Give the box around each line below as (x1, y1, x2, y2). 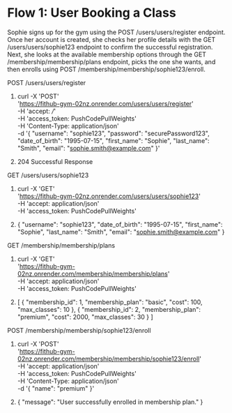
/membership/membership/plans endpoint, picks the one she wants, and (7, 57, 216, 66)
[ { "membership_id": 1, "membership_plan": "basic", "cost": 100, (17, 298, 203, 306)
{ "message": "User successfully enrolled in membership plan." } (17, 398, 203, 406)
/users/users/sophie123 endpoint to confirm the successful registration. (7, 43, 213, 51)
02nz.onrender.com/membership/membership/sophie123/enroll (17, 354, 200, 363)
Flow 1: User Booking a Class (7, 5, 176, 21)
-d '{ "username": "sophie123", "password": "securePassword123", (17, 129, 210, 137)
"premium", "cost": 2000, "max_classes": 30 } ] (17, 313, 153, 321)
